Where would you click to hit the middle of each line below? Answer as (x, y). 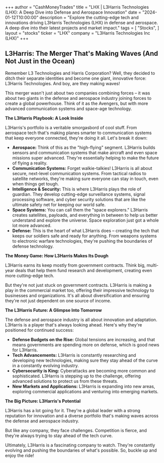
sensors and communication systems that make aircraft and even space (85, 152)
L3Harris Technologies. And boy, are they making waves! (62, 83)
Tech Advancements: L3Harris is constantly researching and (74, 355)
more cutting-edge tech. (30, 276)
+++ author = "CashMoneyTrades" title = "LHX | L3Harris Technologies (77, 7)
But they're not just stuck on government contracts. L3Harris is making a (78, 285)
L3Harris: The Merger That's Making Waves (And (82, 54)
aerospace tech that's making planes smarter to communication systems (78, 133)
